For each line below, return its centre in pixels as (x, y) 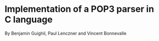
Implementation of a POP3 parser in (79, 9)
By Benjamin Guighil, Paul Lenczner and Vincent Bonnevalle (66, 33)
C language (29, 20)
